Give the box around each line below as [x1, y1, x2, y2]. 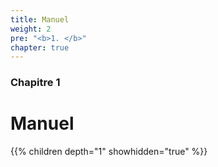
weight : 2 [10, 24, 52, 34]
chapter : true [10, 42, 70, 53]
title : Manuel [10, 14, 70, 25]
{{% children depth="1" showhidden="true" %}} [10, 146, 208, 158]
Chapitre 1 [10, 76, 61, 90]
